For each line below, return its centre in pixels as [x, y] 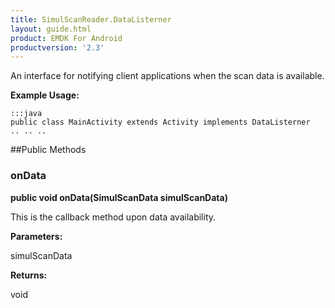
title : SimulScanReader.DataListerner [91, 19]
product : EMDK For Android [66, 38]
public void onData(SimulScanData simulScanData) [119, 197]
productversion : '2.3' [57, 47]
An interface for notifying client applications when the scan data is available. [167, 76]
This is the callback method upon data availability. [113, 217]
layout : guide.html [51, 29]
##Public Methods [48, 150]
